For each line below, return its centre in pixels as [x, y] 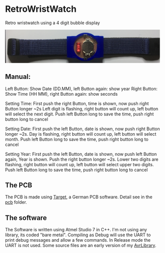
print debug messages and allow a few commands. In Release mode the [78, 240]
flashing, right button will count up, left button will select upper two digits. [80, 164]
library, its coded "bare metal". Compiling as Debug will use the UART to [78, 235]
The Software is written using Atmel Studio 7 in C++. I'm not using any [76, 230]
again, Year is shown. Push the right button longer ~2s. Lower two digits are [82, 159]
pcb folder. [16, 202]
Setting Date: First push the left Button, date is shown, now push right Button [82, 129]
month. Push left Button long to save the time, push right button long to [77, 139]
